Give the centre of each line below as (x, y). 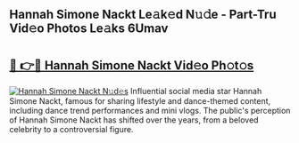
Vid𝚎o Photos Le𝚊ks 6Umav (89, 29)
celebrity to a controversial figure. (71, 129)
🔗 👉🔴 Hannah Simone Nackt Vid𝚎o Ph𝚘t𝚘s (132, 65)
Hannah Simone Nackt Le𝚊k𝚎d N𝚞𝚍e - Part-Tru (143, 15)
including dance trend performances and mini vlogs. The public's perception (150, 111)
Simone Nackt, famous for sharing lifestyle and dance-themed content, (140, 101)
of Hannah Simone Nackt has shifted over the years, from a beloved (134, 120)
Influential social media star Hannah (196, 91)
